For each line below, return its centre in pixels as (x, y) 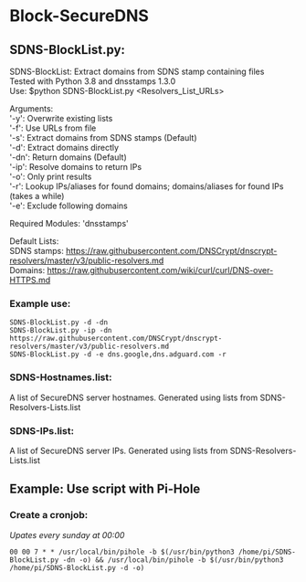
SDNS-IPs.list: (42, 430)
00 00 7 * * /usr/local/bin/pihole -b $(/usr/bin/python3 (122, 552)
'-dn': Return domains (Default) (69, 157)
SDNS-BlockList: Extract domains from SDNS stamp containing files (137, 71)
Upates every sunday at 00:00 (67, 534)
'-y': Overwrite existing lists (61, 118)
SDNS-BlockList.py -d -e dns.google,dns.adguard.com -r (118, 354)
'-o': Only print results (51, 176)
